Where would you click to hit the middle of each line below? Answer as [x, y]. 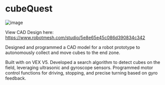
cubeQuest [29, 9]
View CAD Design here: [29, 32]
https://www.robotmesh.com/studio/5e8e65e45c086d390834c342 [75, 37]
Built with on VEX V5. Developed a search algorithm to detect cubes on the [83, 62]
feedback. [16, 78]
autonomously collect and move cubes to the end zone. [63, 52]
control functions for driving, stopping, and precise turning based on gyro [81, 72]
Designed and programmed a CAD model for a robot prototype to [73, 47]
